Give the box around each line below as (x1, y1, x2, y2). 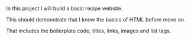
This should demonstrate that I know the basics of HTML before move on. (6, 16, 186, 23)
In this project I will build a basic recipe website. (6, 5, 123, 12)
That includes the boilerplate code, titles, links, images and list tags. (6, 27, 171, 34)
